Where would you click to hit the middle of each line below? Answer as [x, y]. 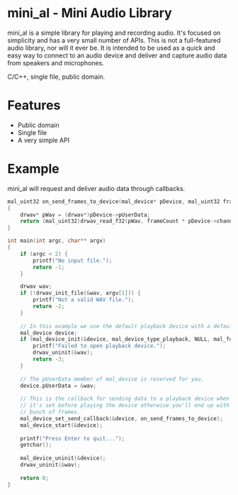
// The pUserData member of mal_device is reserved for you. [112, 379]
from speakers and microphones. [56, 62]
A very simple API [43, 140]
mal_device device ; [49, 333]
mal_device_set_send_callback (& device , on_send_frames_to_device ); [121, 418]
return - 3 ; [49, 359]
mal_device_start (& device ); [61, 425]
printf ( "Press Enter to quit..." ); [73, 438]
